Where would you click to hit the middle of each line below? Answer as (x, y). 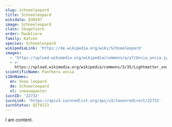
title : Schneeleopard (28, 15)
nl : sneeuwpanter (28, 91)
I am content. (19, 120)
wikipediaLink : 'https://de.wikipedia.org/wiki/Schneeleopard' (74, 48)
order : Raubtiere (24, 34)
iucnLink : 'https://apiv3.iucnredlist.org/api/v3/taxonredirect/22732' (83, 100)
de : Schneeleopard (30, 86)
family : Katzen (21, 39)
